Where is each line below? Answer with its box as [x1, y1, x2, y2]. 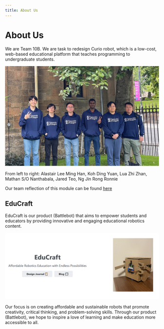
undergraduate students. [5, 56, 55, 62]
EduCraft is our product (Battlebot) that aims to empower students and [5, 212, 147, 218]
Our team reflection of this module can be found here [5, 185, 112, 191]
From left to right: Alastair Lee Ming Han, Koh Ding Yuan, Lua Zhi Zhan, [5, 170, 147, 176]
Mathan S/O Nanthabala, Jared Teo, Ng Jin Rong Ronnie [5, 176, 118, 182]
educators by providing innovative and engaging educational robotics [5, 218, 145, 224]
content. [5, 223, 22, 229]
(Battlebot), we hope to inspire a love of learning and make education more [5, 314, 156, 320]
